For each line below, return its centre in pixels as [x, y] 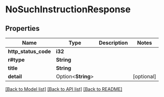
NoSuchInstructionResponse [68, 9]
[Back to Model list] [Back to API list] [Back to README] [64, 89]
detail [15, 76]
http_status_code [29, 51]
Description [113, 43]
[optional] [145, 76]
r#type [16, 60]
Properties [22, 28]
